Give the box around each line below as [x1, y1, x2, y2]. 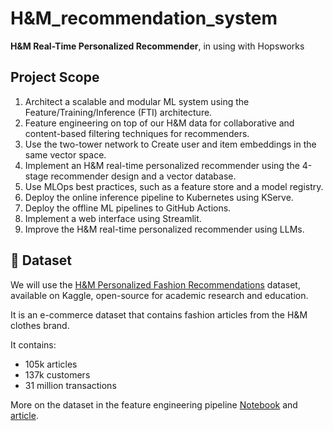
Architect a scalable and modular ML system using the [24, 95, 250, 107]
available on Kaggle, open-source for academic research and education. [10, 289, 309, 301]
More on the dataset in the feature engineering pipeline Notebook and [10, 398, 298, 411]
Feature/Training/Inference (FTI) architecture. [24, 106, 213, 118]
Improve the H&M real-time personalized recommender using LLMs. [24, 223, 305, 235]
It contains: [10, 338, 57, 351]
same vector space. [24, 148, 107, 161]
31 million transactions [24, 379, 117, 391]
